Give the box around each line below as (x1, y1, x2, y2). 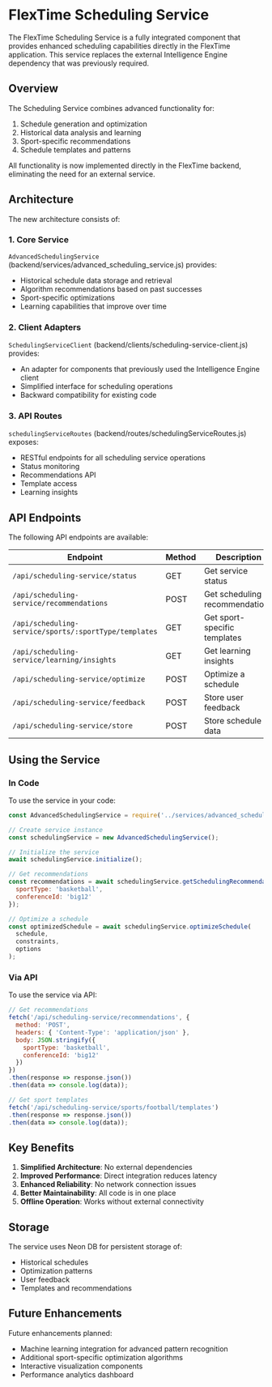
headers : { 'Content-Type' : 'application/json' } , (15, 1028, 190, 1036)
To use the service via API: (8, 990, 97, 1000)
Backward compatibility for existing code (19, 390, 157, 400)
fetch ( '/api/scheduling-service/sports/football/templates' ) (8, 1103, 219, 1112)
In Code (8, 777, 40, 788)
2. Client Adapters (8, 322, 82, 333)
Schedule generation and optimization (19, 119, 147, 129)
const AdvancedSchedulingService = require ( (8, 811, 161, 819)
